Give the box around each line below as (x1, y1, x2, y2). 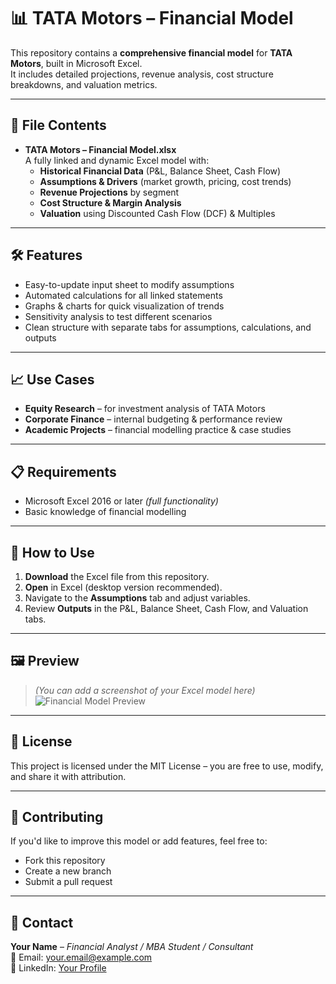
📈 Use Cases (10, 371, 95, 388)
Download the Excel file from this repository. (24, 571, 210, 582)
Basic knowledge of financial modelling (24, 506, 187, 518)
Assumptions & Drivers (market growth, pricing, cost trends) (39, 175, 292, 187)
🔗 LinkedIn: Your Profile (10, 962, 107, 974)
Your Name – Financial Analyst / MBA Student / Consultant (10, 941, 254, 953)
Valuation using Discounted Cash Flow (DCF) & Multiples (39, 207, 276, 219)
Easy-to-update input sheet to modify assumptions (24, 278, 235, 290)
